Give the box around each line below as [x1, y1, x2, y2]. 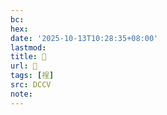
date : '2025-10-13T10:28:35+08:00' [10, 33, 159, 43]
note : [10, 89, 33, 99]
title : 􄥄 [10, 52, 47, 62]
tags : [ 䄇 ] [10, 71, 55, 81]
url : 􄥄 [10, 61, 38, 71]
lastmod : [10, 42, 47, 53]
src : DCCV [10, 80, 52, 90]
